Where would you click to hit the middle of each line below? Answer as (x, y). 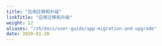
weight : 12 (20, 23)
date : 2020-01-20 (28, 34)
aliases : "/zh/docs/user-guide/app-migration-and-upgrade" (82, 28)
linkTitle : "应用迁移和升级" (40, 17)
